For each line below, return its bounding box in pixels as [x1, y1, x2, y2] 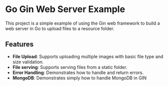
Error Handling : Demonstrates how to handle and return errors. [12, 69, 144, 75]
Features [5, 40, 34, 49]
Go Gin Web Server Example [5, 4, 125, 15]
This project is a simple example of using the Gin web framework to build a [5, 20, 160, 26]
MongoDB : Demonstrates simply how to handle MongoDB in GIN [12, 74, 147, 81]
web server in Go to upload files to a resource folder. [5, 25, 115, 31]
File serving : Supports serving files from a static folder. [12, 64, 127, 70]
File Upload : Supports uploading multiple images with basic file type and [12, 53, 163, 59]
